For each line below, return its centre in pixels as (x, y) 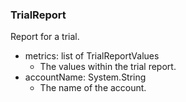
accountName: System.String (85, 77)
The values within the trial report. (108, 67)
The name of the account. (93, 88)
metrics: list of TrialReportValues (92, 56)
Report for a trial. (45, 37)
